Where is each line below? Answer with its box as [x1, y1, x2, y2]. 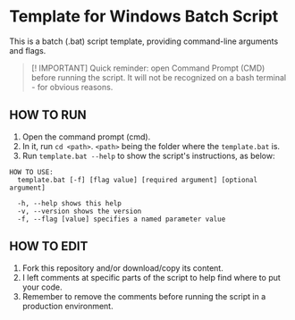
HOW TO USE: [9, 167, 54, 176]
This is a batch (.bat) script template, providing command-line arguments [9, 36, 279, 46]
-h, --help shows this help [17, 198, 122, 207]
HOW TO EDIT [9, 239, 88, 254]
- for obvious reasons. [30, 81, 114, 92]
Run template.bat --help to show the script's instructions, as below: [21, 150, 275, 161]
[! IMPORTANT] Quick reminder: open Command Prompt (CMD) [30, 63, 265, 73]
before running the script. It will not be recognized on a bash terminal [30, 72, 287, 82]
